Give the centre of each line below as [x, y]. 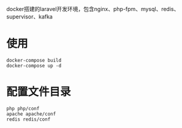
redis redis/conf [28, 119]
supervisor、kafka [30, 17]
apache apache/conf [31, 114]
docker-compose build [34, 60]
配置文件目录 [39, 92]
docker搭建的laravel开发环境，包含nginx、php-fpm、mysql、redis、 [93, 9]
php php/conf [23, 108]
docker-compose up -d [34, 66]
